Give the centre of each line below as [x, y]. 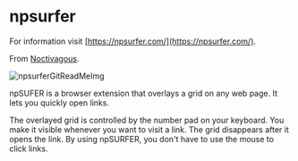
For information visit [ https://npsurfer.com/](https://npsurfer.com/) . [133, 41]
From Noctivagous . [44, 58]
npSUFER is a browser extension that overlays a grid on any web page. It [143, 93]
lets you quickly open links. [60, 102]
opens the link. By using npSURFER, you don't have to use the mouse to [142, 139]
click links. [29, 148]
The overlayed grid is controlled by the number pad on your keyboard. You [147, 120]
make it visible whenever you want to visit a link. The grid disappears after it [149, 129]
